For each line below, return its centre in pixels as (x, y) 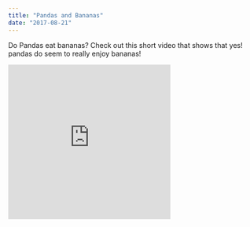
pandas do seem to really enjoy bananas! (75, 53)
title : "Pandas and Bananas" (56, 15)
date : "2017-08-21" (40, 23)
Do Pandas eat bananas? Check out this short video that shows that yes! (125, 45)
